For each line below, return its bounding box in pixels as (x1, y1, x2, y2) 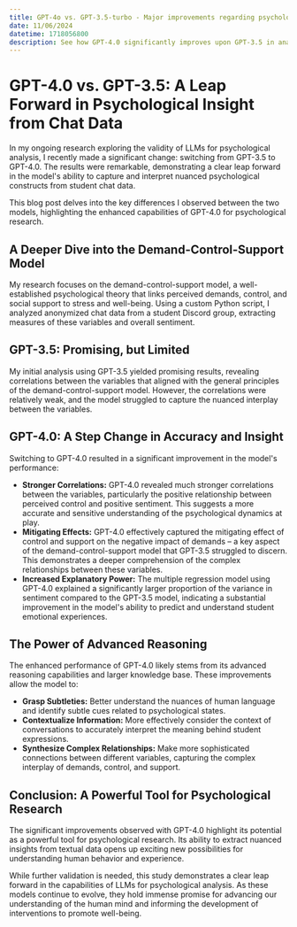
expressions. (21, 734, 69, 745)
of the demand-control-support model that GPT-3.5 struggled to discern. (21, 545, 288, 556)
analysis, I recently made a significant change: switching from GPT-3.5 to (9, 152, 276, 163)
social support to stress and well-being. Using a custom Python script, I (9, 298, 270, 308)
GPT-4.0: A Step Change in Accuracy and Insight (9, 429, 285, 444)
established (9, 289, 51, 299)
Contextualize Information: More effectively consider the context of (21, 715, 272, 726)
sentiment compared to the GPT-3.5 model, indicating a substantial (21, 592, 267, 603)
